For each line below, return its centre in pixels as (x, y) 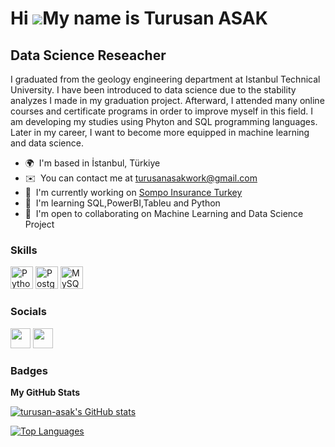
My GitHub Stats (45, 392)
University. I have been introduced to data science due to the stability (153, 90)
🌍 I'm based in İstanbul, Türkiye (92, 163)
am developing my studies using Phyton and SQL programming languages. (164, 121)
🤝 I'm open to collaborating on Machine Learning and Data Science (164, 213)
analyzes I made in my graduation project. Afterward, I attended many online (167, 100)
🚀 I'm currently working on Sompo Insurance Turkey (133, 192)
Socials (28, 312)
